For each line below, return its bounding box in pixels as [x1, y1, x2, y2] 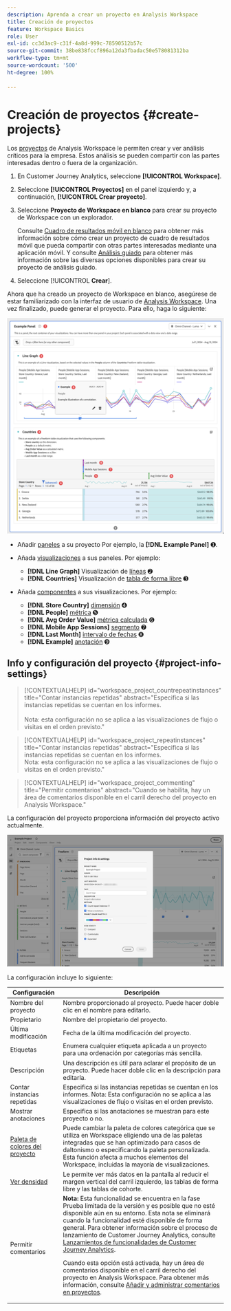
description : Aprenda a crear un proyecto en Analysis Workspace [7, 11, 198, 18]
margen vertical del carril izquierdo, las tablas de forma [63, 1177, 219, 1186]
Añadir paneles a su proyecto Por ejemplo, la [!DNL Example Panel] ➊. [16, 540, 218, 548]
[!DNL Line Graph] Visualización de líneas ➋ [27, 567, 153, 575]
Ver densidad [10, 1177, 48, 1186]
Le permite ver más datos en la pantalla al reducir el [63, 1170, 209, 1178]
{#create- [142, 107, 199, 122]
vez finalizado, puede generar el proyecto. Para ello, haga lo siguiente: [7, 305, 207, 313]
